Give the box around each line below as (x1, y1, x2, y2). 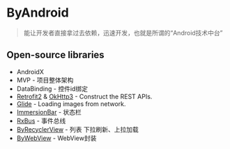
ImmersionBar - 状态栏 (16, 107, 82, 116)
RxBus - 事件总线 (16, 116, 66, 125)
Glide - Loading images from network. (16, 99, 126, 108)
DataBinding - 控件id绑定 (16, 85, 89, 93)
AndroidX (16, 67, 45, 76)
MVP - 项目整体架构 (16, 76, 74, 84)
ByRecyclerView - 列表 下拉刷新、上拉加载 (16, 125, 139, 133)
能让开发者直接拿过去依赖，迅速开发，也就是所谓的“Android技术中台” (23, 28, 224, 37)
